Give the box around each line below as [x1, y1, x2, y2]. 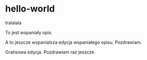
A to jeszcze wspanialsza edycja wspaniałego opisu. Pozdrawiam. [5, 39, 142, 45]
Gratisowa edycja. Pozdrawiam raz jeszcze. [5, 49, 96, 55]
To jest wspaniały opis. [5, 29, 53, 35]
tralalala [5, 20, 22, 26]
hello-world [5, 3, 55, 15]
